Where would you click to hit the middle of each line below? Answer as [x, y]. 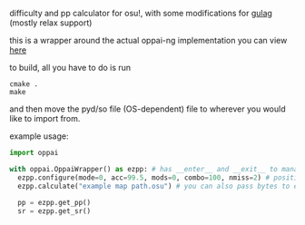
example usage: [39, 136]
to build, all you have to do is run [70, 68]
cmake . [24, 84]
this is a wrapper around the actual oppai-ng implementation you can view [148, 40]
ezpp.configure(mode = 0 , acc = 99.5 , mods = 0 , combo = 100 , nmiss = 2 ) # [144, 177]
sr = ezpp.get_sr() [54, 211]
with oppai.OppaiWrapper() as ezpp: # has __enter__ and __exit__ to [144, 169]
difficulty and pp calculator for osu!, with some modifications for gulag [141, 13]
